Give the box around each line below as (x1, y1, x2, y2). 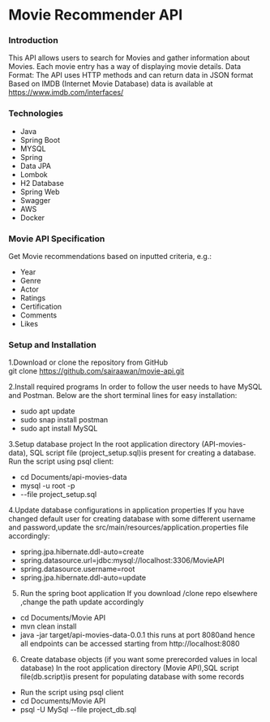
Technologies (8, 108, 63, 119)
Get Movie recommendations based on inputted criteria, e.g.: (8, 252, 212, 262)
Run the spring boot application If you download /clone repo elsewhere (19, 589, 258, 599)
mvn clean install (19, 621, 77, 631)
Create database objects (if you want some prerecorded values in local (19, 655, 258, 664)
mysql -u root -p (19, 481, 75, 491)
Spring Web (19, 187, 60, 197)
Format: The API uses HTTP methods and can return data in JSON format (8, 71, 254, 80)
